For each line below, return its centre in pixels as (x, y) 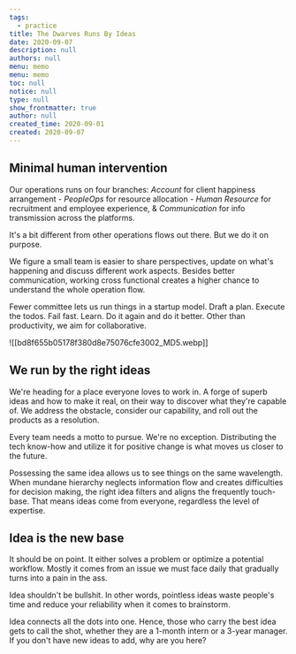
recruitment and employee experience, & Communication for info (127, 208)
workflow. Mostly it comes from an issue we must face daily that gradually (144, 569)
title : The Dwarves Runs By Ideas (73, 34)
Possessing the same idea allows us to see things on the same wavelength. (146, 473)
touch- (264, 491)
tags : (19, 17)
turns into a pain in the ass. (58, 578)
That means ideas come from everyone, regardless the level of (145, 501)
